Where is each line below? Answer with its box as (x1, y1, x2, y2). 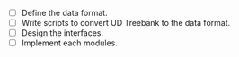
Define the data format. (21, 8, 109, 18)
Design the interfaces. (21, 28, 104, 38)
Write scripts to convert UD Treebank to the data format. (21, 18, 231, 28)
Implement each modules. (21, 37, 119, 48)
